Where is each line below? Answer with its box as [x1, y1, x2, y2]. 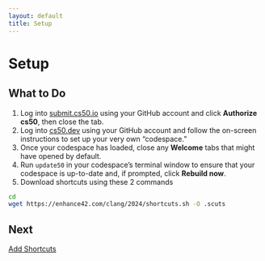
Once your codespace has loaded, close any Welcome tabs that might [19, 143, 255, 152]
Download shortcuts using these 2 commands [19, 177, 174, 186]
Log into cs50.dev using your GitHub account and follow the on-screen [19, 125, 257, 135]
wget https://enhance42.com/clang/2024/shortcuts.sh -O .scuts [8, 200, 226, 208]
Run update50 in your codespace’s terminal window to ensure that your [19, 160, 255, 169]
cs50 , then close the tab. [19, 117, 104, 126]
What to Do [8, 87, 66, 101]
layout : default [8, 11, 63, 20]
